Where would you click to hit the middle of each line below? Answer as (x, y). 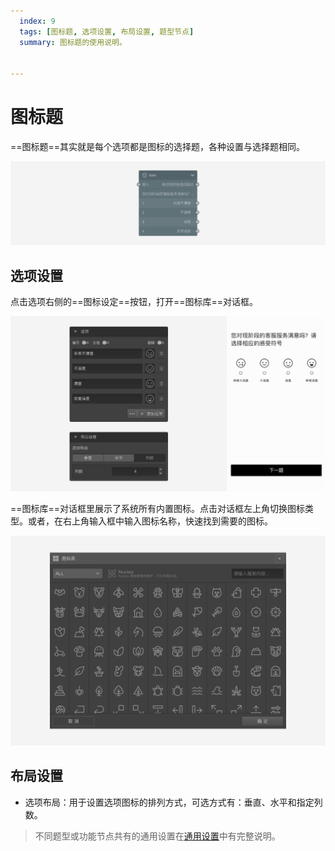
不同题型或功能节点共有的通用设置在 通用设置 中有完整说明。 (157, 836)
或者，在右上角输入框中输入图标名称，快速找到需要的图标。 (150, 521)
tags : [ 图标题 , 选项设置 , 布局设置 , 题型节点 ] (107, 31)
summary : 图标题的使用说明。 (73, 42)
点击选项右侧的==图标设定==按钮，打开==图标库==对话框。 (134, 302)
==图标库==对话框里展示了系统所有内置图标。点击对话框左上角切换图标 (158, 509)
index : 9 (37, 21)
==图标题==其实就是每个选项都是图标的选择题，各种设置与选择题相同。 (158, 147)
